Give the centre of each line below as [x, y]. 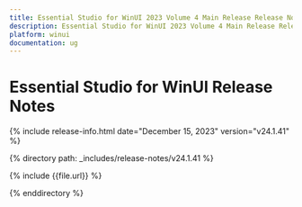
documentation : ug [44, 43]
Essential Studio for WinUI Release [141, 87]
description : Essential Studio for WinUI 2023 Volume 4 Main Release [142, 26]
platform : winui [40, 34]
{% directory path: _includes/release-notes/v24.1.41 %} [111, 158]
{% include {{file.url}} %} [56, 175]
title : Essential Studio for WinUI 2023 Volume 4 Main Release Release [146, 18]
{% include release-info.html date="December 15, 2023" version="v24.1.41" [150, 131]
